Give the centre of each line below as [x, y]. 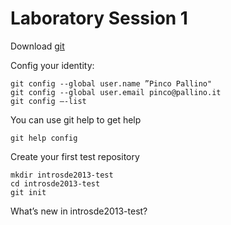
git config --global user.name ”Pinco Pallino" [111, 83]
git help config [44, 138]
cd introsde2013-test [55, 183]
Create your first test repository [75, 156]
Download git [37, 46]
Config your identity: [52, 65]
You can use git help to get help [76, 119]
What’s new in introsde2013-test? [79, 211]
